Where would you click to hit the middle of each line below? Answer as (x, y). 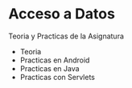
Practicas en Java (49, 68)
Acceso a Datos (62, 14)
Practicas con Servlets (57, 77)
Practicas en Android (55, 60)
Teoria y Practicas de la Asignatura (66, 36)
